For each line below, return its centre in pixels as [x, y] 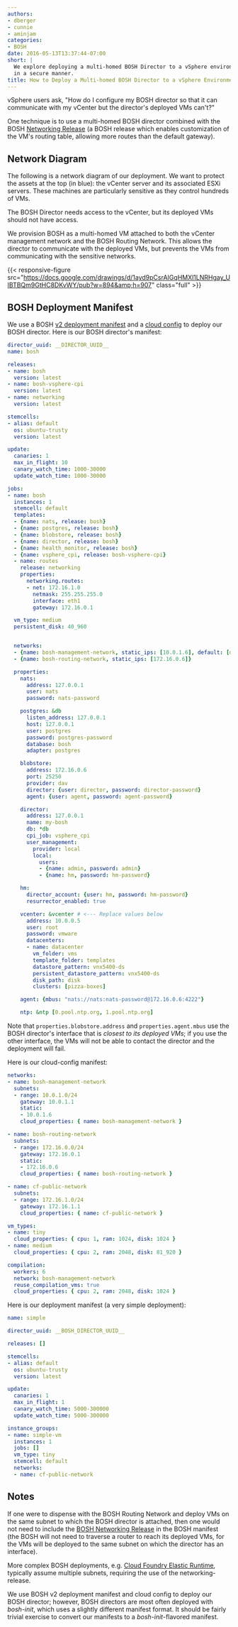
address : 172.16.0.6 [56, 770]
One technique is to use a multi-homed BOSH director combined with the [114, 121]
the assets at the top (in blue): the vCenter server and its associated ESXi [114, 183]
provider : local [57, 849]
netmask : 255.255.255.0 [68, 594]
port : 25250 [44, 777]
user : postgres [49, 731]
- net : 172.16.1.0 [53, 587]
